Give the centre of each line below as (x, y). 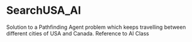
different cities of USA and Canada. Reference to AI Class (78, 33)
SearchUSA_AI (44, 10)
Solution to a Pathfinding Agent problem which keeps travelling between (96, 27)
